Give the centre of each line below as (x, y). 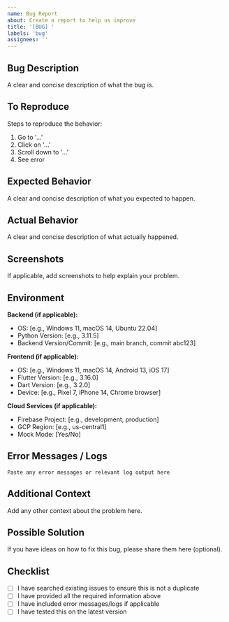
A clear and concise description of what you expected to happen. (101, 198)
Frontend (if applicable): (43, 356)
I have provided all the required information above (89, 596)
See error (31, 159)
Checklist (29, 571)
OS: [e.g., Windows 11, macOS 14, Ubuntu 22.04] (87, 328)
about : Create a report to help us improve (72, 20)
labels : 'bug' (28, 33)
